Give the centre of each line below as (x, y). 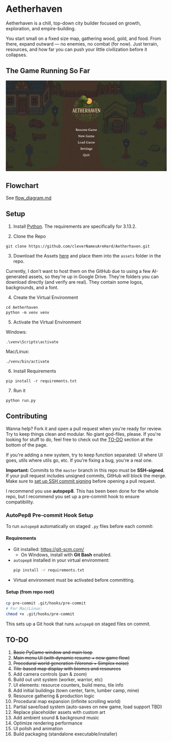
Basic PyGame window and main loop (53, 652)
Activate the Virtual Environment (47, 322)
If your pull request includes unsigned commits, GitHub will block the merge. (86, 475)
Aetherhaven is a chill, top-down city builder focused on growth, (73, 23)
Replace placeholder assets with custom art (59, 712)
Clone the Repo (30, 236)
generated (17, 277)
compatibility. (20, 502)
